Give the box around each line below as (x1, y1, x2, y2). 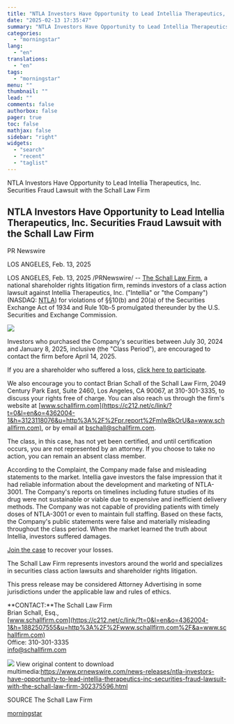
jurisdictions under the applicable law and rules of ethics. (7, 587, 172, 596)
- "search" (13, 146, 45, 153)
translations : (7, 56, 49, 63)
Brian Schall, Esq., (7, 608, 59, 617)
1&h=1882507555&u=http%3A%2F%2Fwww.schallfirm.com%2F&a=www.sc (7, 623, 227, 631)
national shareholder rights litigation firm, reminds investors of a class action (7, 280, 227, 289)
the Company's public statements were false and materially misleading (7, 517, 210, 525)
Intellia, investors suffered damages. (7, 531, 111, 541)
